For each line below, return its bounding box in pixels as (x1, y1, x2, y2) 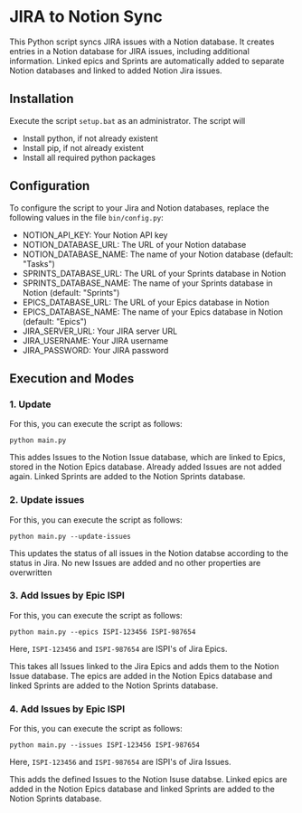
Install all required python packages (22, 152, 156, 163)
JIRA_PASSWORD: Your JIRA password (22, 345, 169, 355)
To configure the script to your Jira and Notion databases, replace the (9, 202, 269, 213)
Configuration (9, 178, 90, 194)
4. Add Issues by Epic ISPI (9, 703, 125, 715)
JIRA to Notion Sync (9, 6, 163, 27)
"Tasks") (22, 258, 56, 269)
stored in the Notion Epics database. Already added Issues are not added (9, 461, 282, 472)
